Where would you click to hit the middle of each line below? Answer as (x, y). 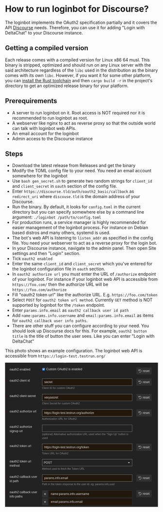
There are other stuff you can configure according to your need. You (81, 326)
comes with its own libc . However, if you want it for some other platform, (78, 75)
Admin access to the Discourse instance (52, 138)
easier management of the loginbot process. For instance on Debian (80, 228)
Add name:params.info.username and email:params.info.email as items (83, 315)
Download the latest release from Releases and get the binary (74, 165)
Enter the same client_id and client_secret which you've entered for (82, 264)
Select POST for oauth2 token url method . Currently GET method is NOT (82, 300)
